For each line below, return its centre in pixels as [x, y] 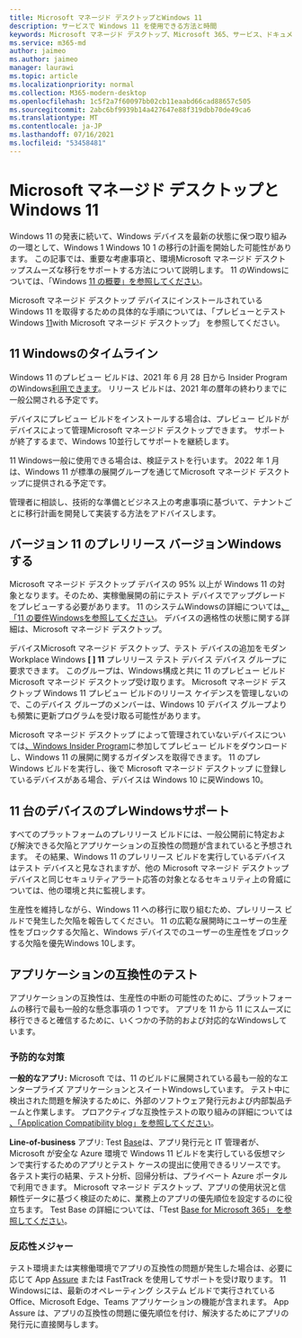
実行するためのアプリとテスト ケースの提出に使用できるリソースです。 [155, 1164]
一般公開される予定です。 [56, 399]
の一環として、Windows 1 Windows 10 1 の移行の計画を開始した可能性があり [151, 247]
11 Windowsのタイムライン [84, 354]
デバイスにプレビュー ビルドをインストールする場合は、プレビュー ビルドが [149, 418]
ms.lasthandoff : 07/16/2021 [62, 135]
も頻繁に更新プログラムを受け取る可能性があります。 [107, 716]
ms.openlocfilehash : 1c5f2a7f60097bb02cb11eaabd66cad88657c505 [130, 101]
